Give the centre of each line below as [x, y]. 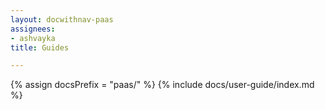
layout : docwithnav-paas [62, 19]
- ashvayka [33, 38]
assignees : [33, 29]
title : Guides [40, 47]
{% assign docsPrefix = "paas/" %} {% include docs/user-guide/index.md [162, 85]
